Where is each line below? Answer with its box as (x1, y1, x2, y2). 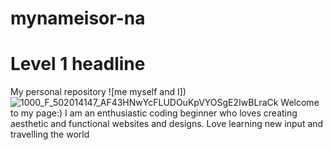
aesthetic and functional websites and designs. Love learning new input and (10, 118, 324, 130)
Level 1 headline (10, 53, 146, 76)
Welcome (280, 97, 320, 109)
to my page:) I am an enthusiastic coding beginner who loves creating (10, 107, 298, 119)
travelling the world (10, 128, 90, 141)
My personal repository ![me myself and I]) (10, 86, 187, 98)
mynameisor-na (10, 7, 146, 30)
